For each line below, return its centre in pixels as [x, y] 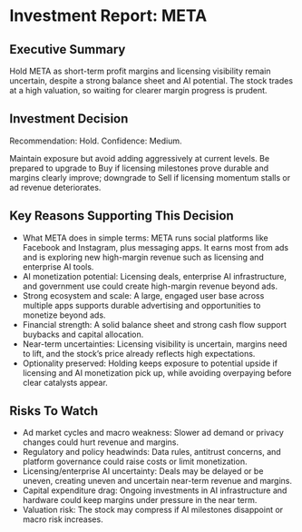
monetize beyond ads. [64, 315]
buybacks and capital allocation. [83, 334]
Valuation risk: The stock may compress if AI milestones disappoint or [153, 510]
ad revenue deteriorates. [55, 187]
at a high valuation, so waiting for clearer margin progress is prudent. [138, 90]
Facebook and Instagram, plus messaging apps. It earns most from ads [155, 247]
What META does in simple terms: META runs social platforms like [146, 238]
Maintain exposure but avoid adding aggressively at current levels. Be [140, 158]
